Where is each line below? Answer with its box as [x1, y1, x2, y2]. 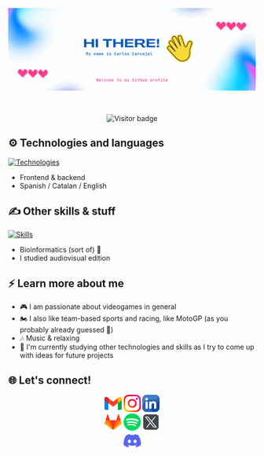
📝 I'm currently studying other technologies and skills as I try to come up [19, 342, 255, 352]
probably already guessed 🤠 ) [19, 325, 114, 335]
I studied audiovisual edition [19, 253, 111, 263]
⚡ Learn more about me [8, 277, 124, 290]
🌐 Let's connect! [8, 373, 92, 387]
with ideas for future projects [19, 351, 114, 360]
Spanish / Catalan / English [19, 181, 108, 190]
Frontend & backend [19, 172, 86, 182]
